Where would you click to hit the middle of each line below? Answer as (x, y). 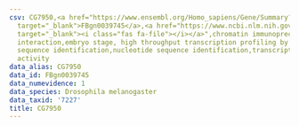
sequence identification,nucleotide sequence (103, 51)
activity (33, 59)
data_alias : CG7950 (45, 67)
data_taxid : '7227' (45, 100)
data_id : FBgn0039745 (49, 75)
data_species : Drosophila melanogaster (83, 91)
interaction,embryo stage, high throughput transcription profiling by (153, 42)
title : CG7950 (36, 108)
